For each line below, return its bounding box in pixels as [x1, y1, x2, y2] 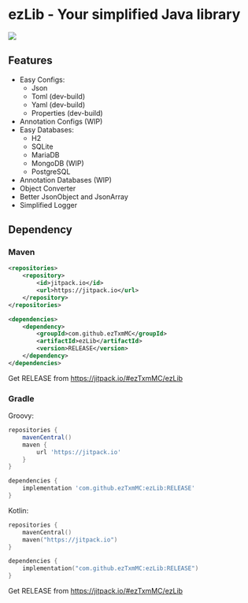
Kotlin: [8, 505, 29, 515]
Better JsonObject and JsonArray [19, 191, 128, 202]
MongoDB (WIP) [31, 158, 84, 168]
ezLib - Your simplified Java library [8, 6, 241, 24]
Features [8, 54, 53, 68]
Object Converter [19, 183, 76, 193]
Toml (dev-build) [31, 91, 85, 101]
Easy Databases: [19, 124, 75, 135]
